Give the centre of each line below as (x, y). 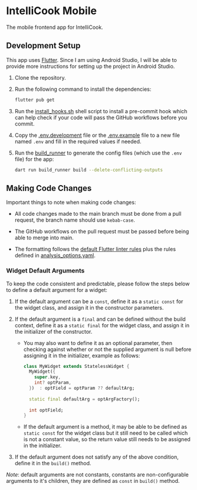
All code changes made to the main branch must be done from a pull (98, 214)
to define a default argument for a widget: (57, 290)
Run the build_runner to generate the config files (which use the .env (98, 153)
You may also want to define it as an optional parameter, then (98, 343)
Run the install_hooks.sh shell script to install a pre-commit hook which (101, 111)
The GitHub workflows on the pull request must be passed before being (102, 232)
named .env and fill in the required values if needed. (78, 141)
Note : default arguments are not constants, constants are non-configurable (97, 475)
